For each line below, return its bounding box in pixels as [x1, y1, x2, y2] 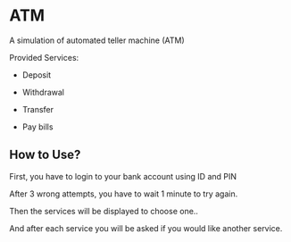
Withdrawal [21, 87, 65, 97]
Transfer [21, 104, 54, 114]
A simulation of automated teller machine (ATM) [9, 35, 185, 46]
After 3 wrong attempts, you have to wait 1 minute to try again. [9, 188, 238, 199]
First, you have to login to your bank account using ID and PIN [9, 171, 237, 181]
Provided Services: [9, 52, 79, 63]
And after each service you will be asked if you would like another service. [9, 222, 283, 233]
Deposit [21, 69, 52, 80]
